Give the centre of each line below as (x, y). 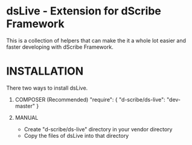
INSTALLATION (45, 71)
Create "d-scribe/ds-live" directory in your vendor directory (98, 129)
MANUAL (27, 117)
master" (25, 106)
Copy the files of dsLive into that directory (76, 135)
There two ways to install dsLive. (47, 88)
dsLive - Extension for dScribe (84, 11)
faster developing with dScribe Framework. (60, 47)
